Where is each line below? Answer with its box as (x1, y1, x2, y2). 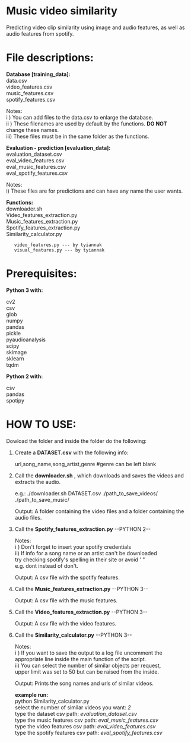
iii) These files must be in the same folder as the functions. (6, 133, 149, 140)
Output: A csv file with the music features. (14, 596, 117, 604)
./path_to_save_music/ (14, 496, 69, 503)
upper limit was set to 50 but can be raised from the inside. (14, 668, 159, 675)
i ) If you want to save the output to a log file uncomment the (14, 649, 163, 656)
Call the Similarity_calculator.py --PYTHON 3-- (14, 631, 132, 639)
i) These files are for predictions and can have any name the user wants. (6, 187, 183, 194)
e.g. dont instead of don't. (14, 562, 79, 569)
